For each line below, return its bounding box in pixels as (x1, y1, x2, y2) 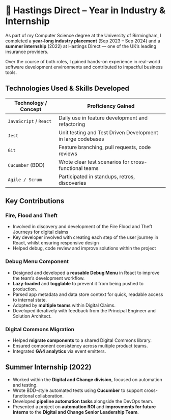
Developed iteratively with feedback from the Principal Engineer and (12, 307, 156, 313)
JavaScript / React (8, 117, 52, 125)
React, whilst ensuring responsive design (12, 240, 99, 246)
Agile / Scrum (8, 177, 42, 183)
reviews (58, 150, 77, 157)
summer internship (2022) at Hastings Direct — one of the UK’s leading (5, 43, 157, 49)
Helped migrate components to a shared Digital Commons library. (12, 337, 152, 343)
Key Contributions (5, 196, 65, 206)
